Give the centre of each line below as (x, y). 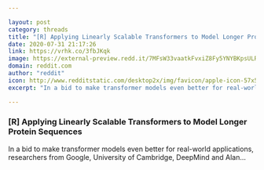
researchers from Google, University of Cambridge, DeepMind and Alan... (127, 157)
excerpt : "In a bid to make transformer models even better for (115, 88)
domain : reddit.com (40, 66)
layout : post (29, 22)
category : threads (38, 29)
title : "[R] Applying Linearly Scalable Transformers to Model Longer (126, 37)
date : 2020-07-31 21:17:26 (52, 44)
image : (19, 59)
